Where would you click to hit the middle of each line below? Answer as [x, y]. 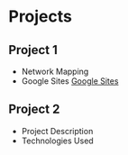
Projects [41, 17]
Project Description [57, 131]
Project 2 [34, 109]
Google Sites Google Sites [70, 81]
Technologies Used [57, 141]
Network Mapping [55, 71]
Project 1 [33, 50]
